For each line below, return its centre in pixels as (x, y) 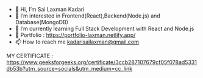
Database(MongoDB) (42, 22)
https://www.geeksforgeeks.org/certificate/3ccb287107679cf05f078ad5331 (101, 62)
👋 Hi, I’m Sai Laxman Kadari (50, 9)
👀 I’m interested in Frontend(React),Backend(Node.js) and (87, 16)
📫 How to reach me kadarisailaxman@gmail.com (77, 42)
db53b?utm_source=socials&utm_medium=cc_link (69, 69)
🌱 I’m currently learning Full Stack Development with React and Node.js (105, 28)
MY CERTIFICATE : (30, 56)
